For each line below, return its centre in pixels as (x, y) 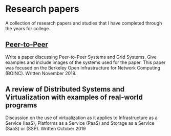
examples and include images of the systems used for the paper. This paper (85, 62)
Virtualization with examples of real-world (74, 97)
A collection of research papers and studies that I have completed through (84, 23)
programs (21, 105)
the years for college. (28, 28)
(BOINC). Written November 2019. (41, 73)
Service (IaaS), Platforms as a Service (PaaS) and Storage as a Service (80, 123)
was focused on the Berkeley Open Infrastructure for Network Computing (83, 67)
